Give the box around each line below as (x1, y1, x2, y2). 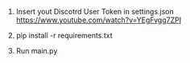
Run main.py (15, 46, 58, 55)
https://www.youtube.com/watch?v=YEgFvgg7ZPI (15, 15, 182, 25)
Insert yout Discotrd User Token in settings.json (15, 7, 175, 16)
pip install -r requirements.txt (15, 31, 113, 40)
